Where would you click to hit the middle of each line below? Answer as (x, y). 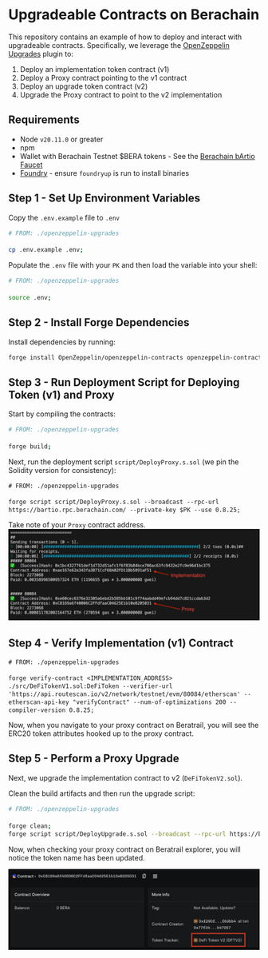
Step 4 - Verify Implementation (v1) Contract (121, 643)
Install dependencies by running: (62, 342)
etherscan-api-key (39, 702)
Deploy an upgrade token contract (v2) (84, 86)
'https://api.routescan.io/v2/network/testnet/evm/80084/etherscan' (124, 694)
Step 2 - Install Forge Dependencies (99, 322)
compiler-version (37, 710)
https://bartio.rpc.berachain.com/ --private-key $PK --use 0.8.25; (124, 510)
